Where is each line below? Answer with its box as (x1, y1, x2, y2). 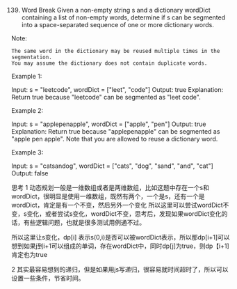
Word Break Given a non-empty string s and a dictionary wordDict (21, 6, 211, 14)
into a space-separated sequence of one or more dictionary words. (21, 21, 214, 29)
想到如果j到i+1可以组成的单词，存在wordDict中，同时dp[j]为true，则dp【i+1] (11, 242, 230, 250)
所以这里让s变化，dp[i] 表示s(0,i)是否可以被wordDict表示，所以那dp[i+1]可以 (11, 233, 230, 241)
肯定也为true (11, 251, 48, 258)
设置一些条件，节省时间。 (11, 274, 85, 282)
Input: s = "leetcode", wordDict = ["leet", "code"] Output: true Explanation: (11, 86, 224, 93)
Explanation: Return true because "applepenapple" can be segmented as (11, 127, 220, 135)
